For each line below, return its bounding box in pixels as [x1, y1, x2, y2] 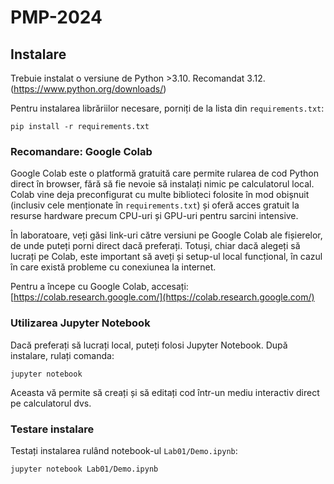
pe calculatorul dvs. [10, 397, 92, 409]
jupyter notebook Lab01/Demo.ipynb [10, 464, 159, 474]
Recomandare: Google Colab [10, 144, 153, 158]
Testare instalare [10, 422, 95, 436]
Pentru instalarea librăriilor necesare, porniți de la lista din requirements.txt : [10, 102, 325, 114]
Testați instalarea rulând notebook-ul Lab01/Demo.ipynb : [10, 444, 238, 456]
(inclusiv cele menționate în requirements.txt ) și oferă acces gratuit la [10, 199, 300, 211]
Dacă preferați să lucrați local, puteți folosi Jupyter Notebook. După [10, 339, 288, 351]
